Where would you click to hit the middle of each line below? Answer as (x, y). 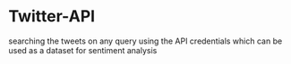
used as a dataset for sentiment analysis (83, 50)
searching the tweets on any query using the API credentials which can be (145, 41)
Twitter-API (52, 16)
